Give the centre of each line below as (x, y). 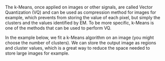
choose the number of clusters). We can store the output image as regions (81, 43)
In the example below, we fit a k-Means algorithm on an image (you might (80, 37)
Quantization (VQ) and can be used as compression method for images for (81, 12)
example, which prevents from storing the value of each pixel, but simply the (83, 17)
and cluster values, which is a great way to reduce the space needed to (78, 48)
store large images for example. (37, 53)
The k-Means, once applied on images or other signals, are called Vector (79, 7)
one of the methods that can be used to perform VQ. (58, 28)
